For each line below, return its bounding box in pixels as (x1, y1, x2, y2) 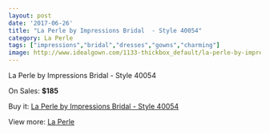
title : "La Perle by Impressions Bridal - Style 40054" (8, 26, 203, 34)
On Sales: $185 (8, 86, 58, 96)
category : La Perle (8, 33, 74, 42)
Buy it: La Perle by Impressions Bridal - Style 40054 (8, 101, 179, 111)
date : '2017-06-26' (8, 19, 74, 27)
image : (8, 49, 30, 57)
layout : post (8, 11, 52, 20)
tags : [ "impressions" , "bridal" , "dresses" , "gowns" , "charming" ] (8, 41, 220, 49)
